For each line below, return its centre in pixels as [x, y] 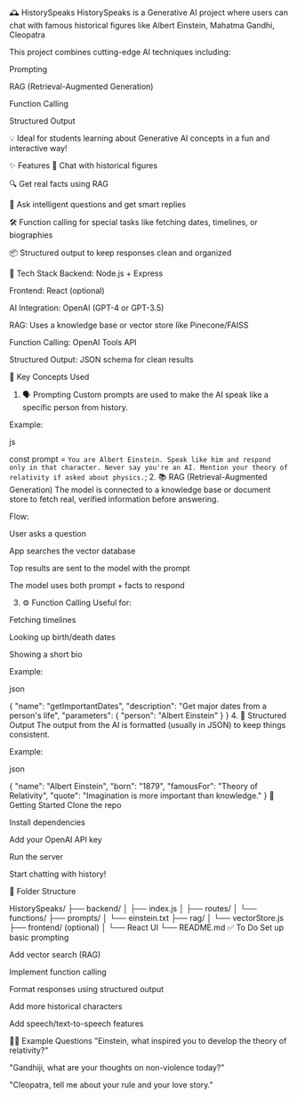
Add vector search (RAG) [55, 954]
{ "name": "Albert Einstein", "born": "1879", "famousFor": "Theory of [133, 786]
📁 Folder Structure [43, 891]
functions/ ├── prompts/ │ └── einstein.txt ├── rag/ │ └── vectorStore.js [147, 918]
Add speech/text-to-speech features [76, 1023]
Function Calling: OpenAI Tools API [73, 342]
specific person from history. [75, 407]
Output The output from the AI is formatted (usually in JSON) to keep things [148, 725]
